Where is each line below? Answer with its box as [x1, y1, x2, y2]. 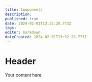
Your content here [5, 72, 42, 78]
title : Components [5, 7, 43, 12]
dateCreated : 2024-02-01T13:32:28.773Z [5, 35, 87, 40]
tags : [5, 26, 16, 30]
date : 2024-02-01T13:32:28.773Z [5, 21, 71, 26]
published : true [5, 16, 38, 21]
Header [5, 56, 36, 67]
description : [5, 12, 32, 17]
